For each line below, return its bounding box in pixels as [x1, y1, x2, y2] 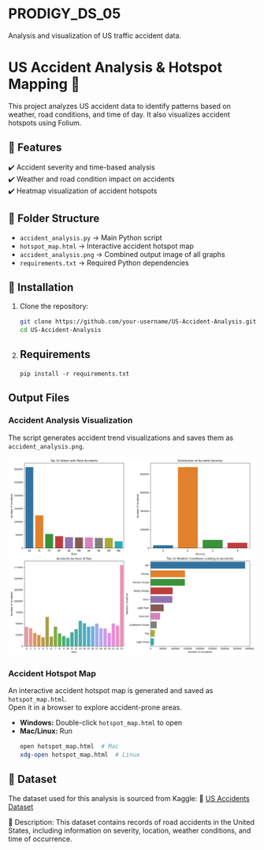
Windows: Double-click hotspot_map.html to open [19, 718, 183, 727]
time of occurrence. [8, 833, 73, 844]
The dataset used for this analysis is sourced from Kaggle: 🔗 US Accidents [8, 793, 250, 803]
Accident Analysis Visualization [8, 415, 133, 426]
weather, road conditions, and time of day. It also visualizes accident [8, 110, 231, 119]
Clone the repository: [19, 301, 89, 311]
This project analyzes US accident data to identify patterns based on [8, 101, 231, 110]
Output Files [8, 391, 69, 404]
